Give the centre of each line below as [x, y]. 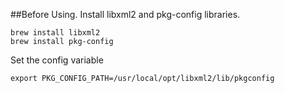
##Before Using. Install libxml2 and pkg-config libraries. [125, 14]
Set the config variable [57, 60]
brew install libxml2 [55, 33]
